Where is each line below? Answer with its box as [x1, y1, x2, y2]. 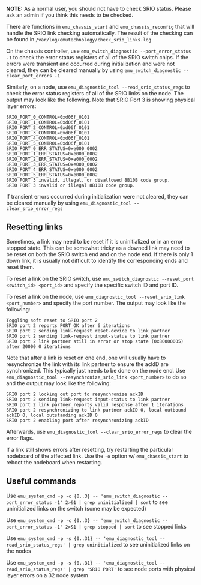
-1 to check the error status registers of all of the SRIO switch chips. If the [6, 54, 189, 61]
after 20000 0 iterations [6, 343, 71, 350]
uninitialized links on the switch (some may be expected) [6, 505, 147, 512]
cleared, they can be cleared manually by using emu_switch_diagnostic [6, 67, 181, 74]
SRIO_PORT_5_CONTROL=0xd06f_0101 [6, 140, 90, 146]
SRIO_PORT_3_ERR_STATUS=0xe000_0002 [6, 161, 98, 167]
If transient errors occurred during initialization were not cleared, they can [6, 193, 189, 200]
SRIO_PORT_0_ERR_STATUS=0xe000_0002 [6, 146, 98, 152]
